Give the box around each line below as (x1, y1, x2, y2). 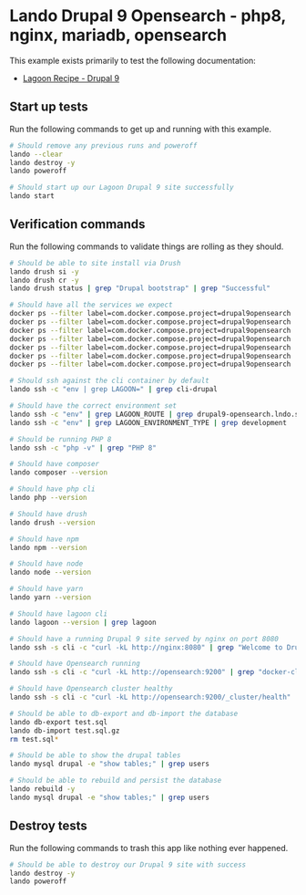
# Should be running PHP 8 (9, 434, 112, 443)
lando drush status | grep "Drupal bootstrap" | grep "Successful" (9, 284, 271, 293)
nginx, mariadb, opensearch (9, 25, 228, 46)
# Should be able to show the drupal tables (9, 751, 181, 760)
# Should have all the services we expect (9, 300, 173, 310)
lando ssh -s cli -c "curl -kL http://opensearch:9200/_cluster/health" (9, 692, 291, 702)
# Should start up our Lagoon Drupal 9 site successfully (9, 183, 234, 193)
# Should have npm (9, 535, 79, 544)
